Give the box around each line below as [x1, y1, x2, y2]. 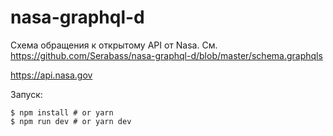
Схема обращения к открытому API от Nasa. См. [10, 39, 218, 51]
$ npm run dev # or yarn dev [10, 116, 132, 126]
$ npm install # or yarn [10, 107, 114, 118]
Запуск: [10, 88, 43, 100]
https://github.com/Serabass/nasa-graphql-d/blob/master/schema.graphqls [10, 49, 323, 61]
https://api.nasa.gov [10, 69, 93, 81]
